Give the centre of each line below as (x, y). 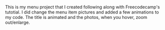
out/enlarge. (18, 22)
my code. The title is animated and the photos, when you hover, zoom (76, 17)
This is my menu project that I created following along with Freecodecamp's (82, 7)
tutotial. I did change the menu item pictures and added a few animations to (82, 12)
